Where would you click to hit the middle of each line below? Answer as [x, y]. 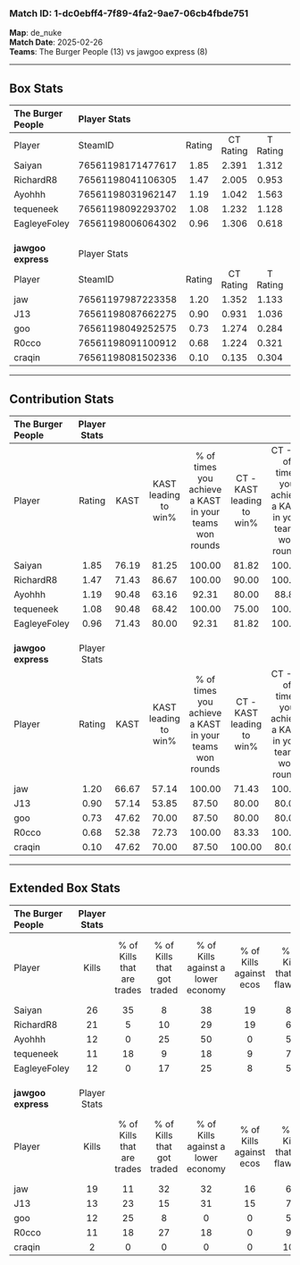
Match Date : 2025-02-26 [56, 42]
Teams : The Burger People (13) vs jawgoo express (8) [108, 52]
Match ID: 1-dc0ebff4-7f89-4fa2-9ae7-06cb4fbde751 [129, 13]
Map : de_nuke [36, 33]
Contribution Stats [62, 399]
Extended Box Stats [65, 888]
